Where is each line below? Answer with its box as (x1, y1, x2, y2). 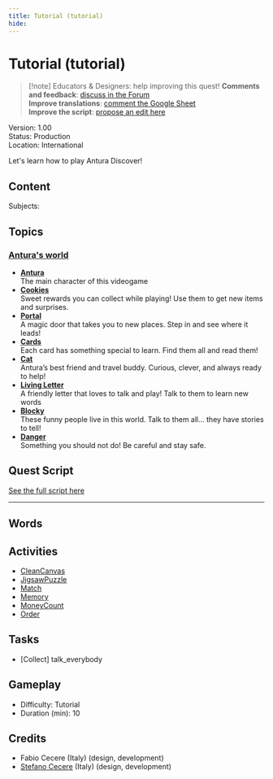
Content (8, 180, 51, 194)
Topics (8, 224, 44, 238)
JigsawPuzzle (19, 574, 67, 584)
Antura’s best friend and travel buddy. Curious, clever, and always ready (19, 363, 262, 372)
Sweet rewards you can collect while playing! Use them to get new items (19, 294, 263, 303)
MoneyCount (19, 600, 64, 610)
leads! (19, 328, 41, 337)
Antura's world (8, 249, 69, 260)
